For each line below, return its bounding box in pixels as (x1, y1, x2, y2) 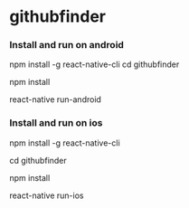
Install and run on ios (9, 117, 103, 129)
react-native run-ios (9, 190, 84, 201)
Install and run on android (9, 39, 125, 52)
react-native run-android (9, 94, 102, 105)
